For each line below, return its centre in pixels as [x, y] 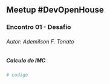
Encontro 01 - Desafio [39, 27]
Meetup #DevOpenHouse [55, 10]
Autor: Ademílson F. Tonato [40, 41]
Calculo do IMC [26, 60]
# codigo [17, 75]
